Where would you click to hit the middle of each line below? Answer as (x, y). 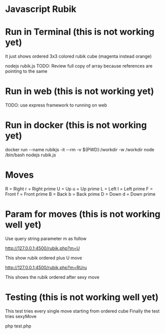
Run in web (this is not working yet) (80, 91)
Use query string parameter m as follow (46, 238)
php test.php (18, 326)
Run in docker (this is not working (76, 125)
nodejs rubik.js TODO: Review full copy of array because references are (79, 66)
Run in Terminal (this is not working (80, 32)
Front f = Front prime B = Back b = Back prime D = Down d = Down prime (80, 194)
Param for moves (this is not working (83, 214)
